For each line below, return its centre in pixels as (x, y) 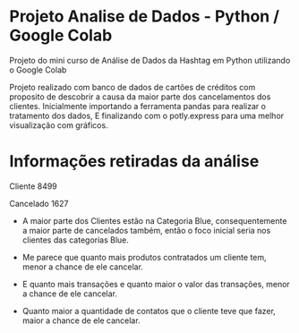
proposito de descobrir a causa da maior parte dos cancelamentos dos (140, 97)
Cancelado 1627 (39, 203)
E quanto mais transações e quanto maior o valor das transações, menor (156, 284)
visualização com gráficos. (59, 125)
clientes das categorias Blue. (76, 240)
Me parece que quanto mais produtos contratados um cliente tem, (144, 257)
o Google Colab (38, 70)
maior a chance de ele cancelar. (81, 320)
